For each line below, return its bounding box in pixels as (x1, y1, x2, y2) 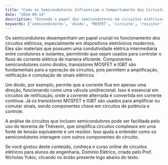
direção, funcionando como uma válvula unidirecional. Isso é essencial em (5, 87, 158, 93)
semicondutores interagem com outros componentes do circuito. (5, 134, 139, 140)
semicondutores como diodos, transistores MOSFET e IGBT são (5, 61, 136, 67)
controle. (5, 108, 24, 114)
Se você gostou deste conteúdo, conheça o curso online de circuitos (5, 143, 147, 150)
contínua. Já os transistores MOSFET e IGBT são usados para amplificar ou (5, 98, 160, 104)
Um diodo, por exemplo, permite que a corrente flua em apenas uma (5, 82, 146, 88)
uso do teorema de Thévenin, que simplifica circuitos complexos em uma (5, 123, 156, 129)
